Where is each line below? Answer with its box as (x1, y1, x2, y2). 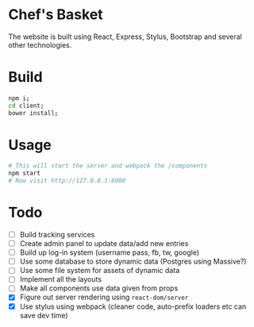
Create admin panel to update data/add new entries (19, 239, 189, 248)
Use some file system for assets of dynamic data (19, 266, 180, 275)
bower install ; (8, 109, 59, 117)
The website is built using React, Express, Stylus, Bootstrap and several (8, 32, 242, 41)
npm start (8, 169, 41, 178)
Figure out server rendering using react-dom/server (19, 292, 189, 302)
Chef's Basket (8, 6, 103, 24)
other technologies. (8, 40, 72, 49)
